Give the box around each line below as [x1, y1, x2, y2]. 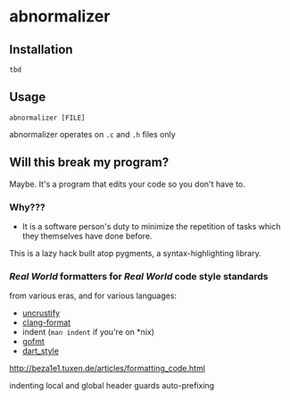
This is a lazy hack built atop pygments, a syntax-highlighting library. [9, 247, 261, 258]
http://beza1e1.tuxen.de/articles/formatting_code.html [9, 363, 205, 374]
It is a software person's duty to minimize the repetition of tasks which [21, 221, 281, 231]
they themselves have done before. [21, 230, 153, 241]
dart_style [21, 346, 60, 356]
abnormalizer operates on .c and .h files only [9, 129, 176, 139]
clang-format [21, 317, 71, 328]
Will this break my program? [9, 154, 170, 171]
